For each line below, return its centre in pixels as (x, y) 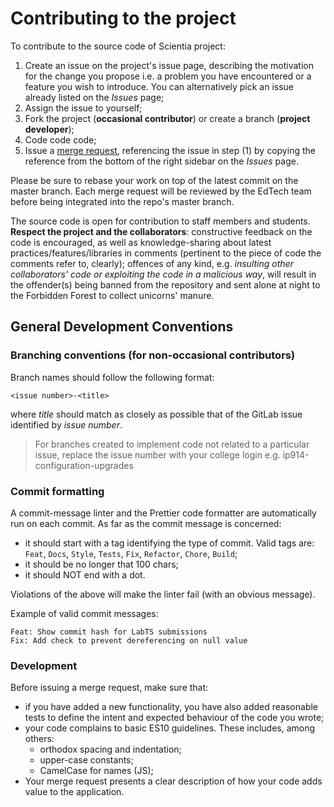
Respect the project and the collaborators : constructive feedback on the (161, 231)
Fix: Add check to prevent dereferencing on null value (129, 640)
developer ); (49, 129)
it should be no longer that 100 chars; (101, 564)
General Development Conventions (122, 327)
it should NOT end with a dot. (85, 574)
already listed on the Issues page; (94, 97)
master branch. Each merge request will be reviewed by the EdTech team (161, 191)
